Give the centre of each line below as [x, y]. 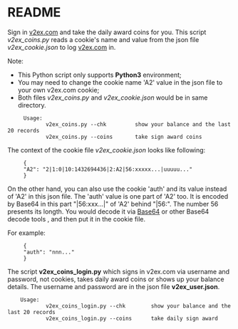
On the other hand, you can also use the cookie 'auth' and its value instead [117, 189]
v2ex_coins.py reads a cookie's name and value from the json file [103, 39]
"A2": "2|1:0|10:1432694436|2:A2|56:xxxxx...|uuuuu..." [108, 169]
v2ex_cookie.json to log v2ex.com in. [62, 47]
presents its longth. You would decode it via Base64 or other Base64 [108, 211]
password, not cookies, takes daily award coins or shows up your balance [116, 279]
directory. [32, 105]
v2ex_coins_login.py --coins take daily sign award [132, 318]
